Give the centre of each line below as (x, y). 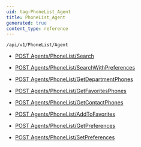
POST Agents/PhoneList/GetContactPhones (69, 103)
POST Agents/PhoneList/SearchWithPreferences (75, 68)
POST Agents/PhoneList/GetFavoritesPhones (71, 91)
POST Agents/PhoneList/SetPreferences (65, 137)
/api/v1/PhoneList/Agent (37, 45)
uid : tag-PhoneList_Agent (38, 12)
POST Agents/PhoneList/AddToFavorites (65, 114)
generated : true (26, 23)
